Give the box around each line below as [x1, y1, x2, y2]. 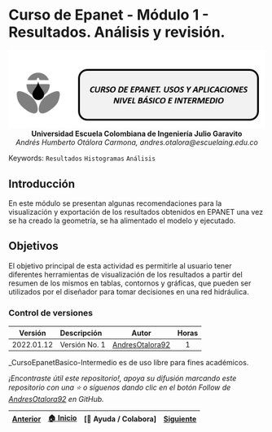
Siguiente [163, 414, 197, 424]
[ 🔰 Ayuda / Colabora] [84, 414, 157, 424]
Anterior [11, 414, 42, 424]
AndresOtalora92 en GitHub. [8, 395, 104, 404]
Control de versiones [8, 307, 94, 318]
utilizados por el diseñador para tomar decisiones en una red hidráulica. [8, 286, 250, 296]
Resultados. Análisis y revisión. [8, 23, 226, 41]
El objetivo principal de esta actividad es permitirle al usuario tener [8, 260, 232, 270]
